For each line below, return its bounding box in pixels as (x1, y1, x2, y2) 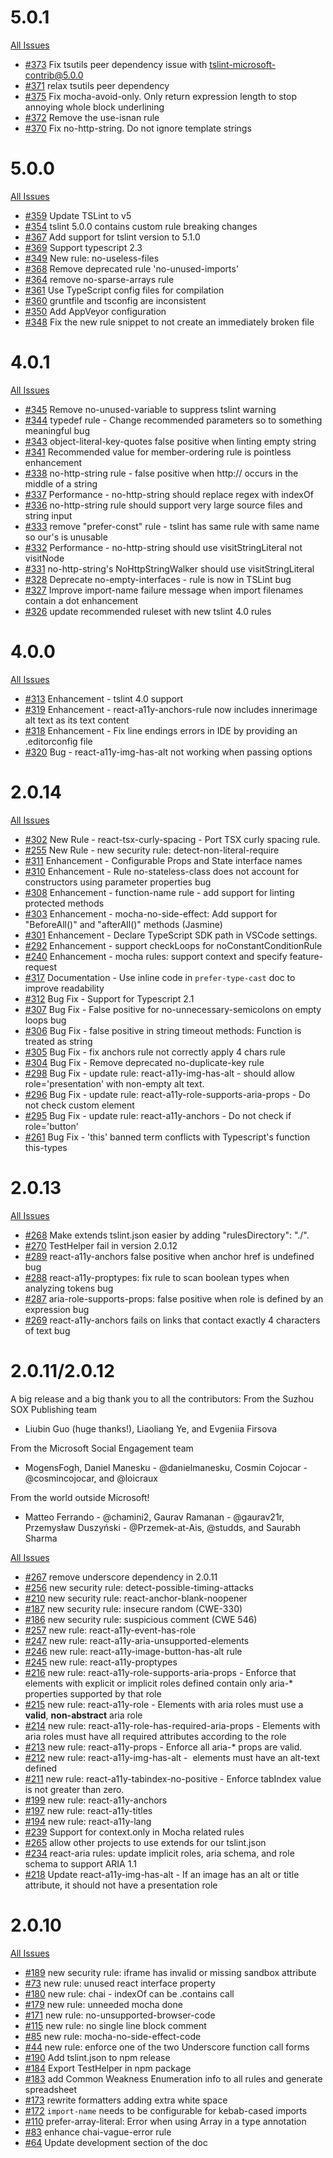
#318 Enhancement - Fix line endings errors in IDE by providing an (24, 724, 298, 736)
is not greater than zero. (24, 1783, 125, 1795)
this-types (24, 1141, 68, 1153)
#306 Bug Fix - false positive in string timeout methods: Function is (24, 1024, 302, 1036)
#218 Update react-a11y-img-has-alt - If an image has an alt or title (24, 1868, 300, 1880)
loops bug (24, 1014, 67, 1026)
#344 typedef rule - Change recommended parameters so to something (24, 414, 323, 426)
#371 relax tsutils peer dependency (24, 79, 170, 91)
